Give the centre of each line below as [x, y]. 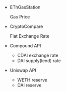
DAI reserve [29, 85]
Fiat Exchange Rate [30, 36]
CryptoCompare [26, 26]
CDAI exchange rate [38, 55]
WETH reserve [32, 80]
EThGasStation [25, 7]
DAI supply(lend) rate [39, 61]
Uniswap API [23, 70]
